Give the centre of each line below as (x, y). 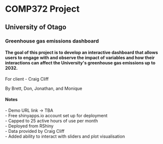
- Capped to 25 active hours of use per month (52, 121)
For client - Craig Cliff (27, 79)
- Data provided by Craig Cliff (35, 131)
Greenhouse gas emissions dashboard (52, 41)
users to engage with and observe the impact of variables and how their (80, 58)
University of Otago (36, 27)
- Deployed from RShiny (29, 126)
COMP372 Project (42, 9)
